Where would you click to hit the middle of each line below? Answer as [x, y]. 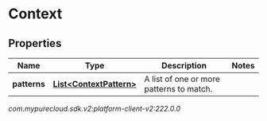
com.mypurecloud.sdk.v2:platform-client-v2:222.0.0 [95, 109]
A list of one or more [182, 79]
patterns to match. [178, 89]
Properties [35, 43]
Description [184, 66]
